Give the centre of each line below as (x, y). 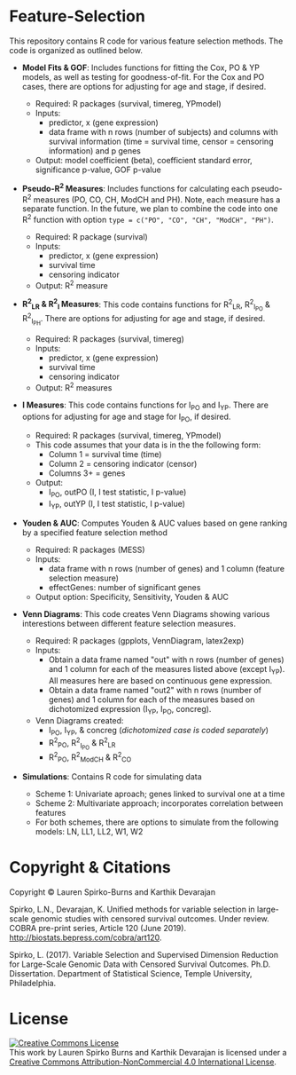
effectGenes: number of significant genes (125, 587)
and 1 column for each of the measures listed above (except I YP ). (167, 670)
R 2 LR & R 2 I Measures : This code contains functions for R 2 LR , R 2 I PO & (146, 305)
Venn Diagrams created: (79, 720)
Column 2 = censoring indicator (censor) (123, 464)
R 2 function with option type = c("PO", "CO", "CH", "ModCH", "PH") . (148, 219)
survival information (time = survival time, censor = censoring (161, 141)
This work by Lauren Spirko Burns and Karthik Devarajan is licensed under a (148, 1053)
